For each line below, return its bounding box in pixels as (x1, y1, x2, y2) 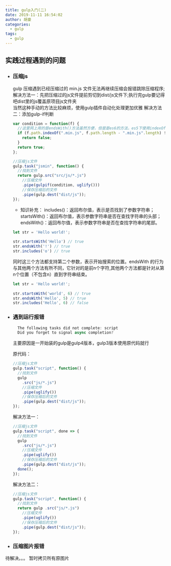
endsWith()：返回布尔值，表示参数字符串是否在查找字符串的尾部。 (20, 219, 160, 225)
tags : (5, 31, 17, 36)
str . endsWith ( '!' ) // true (12, 244, 70, 249)
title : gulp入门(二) (5, 7, 47, 13)
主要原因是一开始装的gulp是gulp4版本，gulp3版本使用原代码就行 (12, 340, 149, 346)
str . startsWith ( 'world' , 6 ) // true (12, 291, 91, 296)
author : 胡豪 (5, 17, 32, 22)
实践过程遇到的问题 (5, 56, 66, 65)
